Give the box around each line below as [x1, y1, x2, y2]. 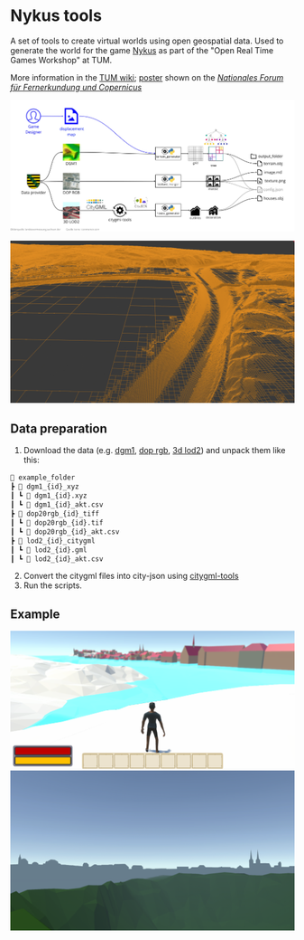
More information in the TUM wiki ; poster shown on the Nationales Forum [10, 71, 284, 82]
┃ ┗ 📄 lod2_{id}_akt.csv [10, 555, 104, 564]
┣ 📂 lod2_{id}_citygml [10, 536, 96, 546]
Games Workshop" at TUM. [10, 54, 113, 65]
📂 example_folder [10, 473, 76, 482]
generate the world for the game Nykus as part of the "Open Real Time [10, 44, 274, 55]
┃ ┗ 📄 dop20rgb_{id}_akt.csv [10, 527, 120, 536]
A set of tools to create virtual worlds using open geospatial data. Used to [10, 35, 284, 46]
